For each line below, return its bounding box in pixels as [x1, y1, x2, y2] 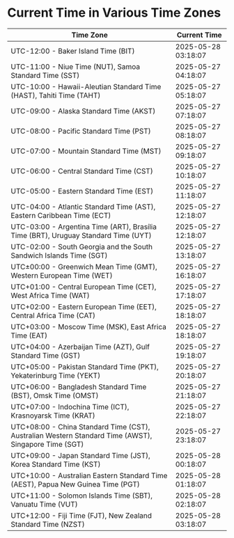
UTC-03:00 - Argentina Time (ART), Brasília [10, 221, 157, 231]
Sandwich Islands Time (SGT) [10, 251, 108, 260]
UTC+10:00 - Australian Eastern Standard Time [10, 470, 168, 480]
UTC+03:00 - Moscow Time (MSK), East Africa [10, 322, 167, 331]
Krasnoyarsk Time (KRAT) [10, 411, 95, 420]
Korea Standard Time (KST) [10, 459, 101, 469]
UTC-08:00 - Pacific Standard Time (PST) [10, 126, 151, 136]
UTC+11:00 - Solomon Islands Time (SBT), [10, 491, 153, 500]
